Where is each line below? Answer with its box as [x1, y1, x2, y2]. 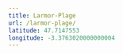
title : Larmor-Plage [8, 11, 77, 20]
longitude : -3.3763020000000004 [8, 33, 115, 42]
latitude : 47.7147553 [8, 26, 80, 34]
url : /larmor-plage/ [8, 19, 77, 27]
